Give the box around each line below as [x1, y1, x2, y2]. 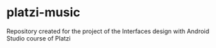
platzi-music [6, 5, 80, 20]
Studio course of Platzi [6, 34, 71, 42]
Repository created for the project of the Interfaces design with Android [6, 27, 210, 35]
